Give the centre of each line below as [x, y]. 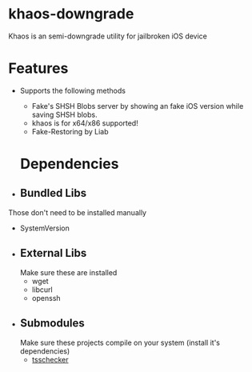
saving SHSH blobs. [64, 114]
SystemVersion [45, 228]
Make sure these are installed [68, 272]
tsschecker [50, 359]
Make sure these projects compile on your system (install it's [120, 342]
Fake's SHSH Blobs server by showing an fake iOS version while [138, 106]
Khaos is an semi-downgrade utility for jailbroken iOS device [108, 36]
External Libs [53, 253]
